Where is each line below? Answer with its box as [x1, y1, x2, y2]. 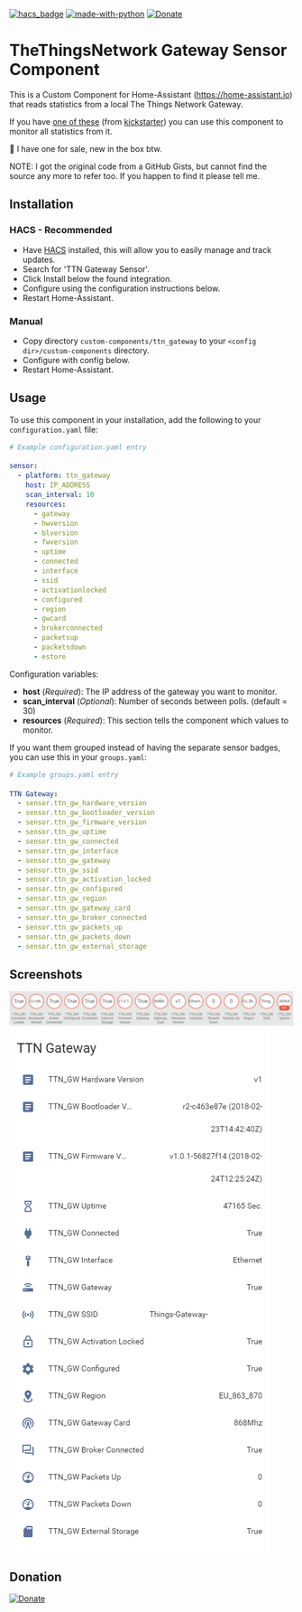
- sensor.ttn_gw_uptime [17, 828, 106, 837]
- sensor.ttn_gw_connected [17, 837, 119, 846]
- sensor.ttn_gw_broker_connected [17, 913, 147, 922]
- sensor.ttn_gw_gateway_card [17, 904, 131, 913]
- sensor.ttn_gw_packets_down [17, 932, 131, 942]
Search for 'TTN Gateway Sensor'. [22, 263, 151, 275]
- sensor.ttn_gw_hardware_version [17, 799, 147, 808]
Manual [9, 314, 43, 327]
